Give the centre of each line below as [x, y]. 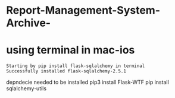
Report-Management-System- [83, 10]
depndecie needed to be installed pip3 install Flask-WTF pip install [88, 82]
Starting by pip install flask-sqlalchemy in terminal [76, 66]
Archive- [29, 23]
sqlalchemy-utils [26, 88]
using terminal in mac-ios [71, 50]
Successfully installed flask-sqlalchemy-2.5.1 [66, 71]
